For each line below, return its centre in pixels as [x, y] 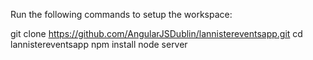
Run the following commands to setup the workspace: [121, 14]
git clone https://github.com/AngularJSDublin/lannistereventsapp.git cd [156, 33]
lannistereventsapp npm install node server [99, 44]
